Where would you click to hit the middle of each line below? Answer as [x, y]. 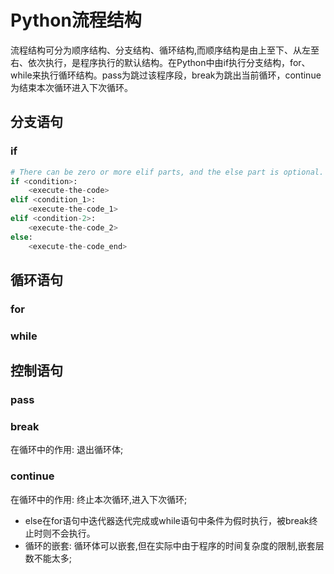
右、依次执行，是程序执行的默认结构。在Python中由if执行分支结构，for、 [160, 62]
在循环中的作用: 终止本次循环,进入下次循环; [99, 499]
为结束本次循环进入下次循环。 [71, 87]
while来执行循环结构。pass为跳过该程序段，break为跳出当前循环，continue [166, 75]
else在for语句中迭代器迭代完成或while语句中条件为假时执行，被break [167, 520]
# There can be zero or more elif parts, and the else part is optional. [167, 172]
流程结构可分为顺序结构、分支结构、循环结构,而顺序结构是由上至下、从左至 [165, 50]
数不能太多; [48, 558]
